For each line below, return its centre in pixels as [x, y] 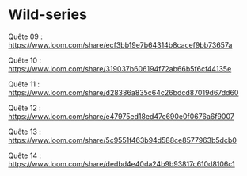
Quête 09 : [26, 36]
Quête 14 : [25, 155]
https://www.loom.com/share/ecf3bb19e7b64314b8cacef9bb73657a [120, 44]
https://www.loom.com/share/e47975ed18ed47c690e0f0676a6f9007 [122, 116]
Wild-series [47, 15]
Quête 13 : [25, 132]
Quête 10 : [25, 60]
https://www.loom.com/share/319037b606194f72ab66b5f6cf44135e [120, 68]
